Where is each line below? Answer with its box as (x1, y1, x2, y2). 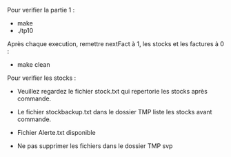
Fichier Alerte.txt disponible (17, 129, 96, 136)
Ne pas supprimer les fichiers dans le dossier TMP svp (17, 142, 173, 150)
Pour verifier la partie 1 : (7, 6, 75, 14)
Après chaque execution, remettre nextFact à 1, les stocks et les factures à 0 (7, 40, 224, 48)
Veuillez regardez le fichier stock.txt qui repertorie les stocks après (17, 87, 208, 95)
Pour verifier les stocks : (7, 74, 77, 82)
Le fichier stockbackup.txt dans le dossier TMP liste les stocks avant (17, 108, 212, 116)
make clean (17, 61, 50, 68)
